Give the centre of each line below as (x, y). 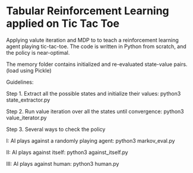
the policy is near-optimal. (38, 52)
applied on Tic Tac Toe (63, 23)
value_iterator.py (26, 118)
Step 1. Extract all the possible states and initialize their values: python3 (94, 93)
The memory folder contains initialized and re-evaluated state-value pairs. (97, 64)
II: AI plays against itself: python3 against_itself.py (67, 152)
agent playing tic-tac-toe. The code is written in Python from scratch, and (96, 46)
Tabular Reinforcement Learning (88, 11)
